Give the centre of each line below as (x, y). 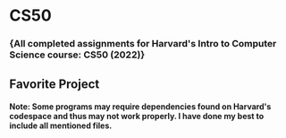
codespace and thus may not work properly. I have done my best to (137, 116)
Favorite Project (55, 84)
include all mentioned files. (61, 125)
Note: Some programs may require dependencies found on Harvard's (140, 107)
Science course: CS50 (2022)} (77, 55)
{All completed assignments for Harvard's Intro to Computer (143, 44)
